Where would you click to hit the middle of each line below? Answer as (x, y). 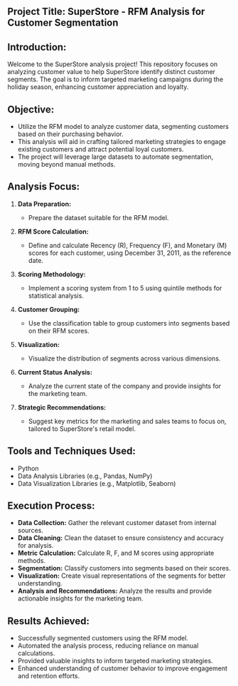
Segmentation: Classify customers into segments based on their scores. (124, 568)
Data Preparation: (44, 204)
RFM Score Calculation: (53, 232)
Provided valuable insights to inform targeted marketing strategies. (115, 661)
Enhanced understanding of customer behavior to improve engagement (122, 668)
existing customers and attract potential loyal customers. (101, 150)
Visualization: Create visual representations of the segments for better (121, 576)
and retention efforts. (49, 676)
